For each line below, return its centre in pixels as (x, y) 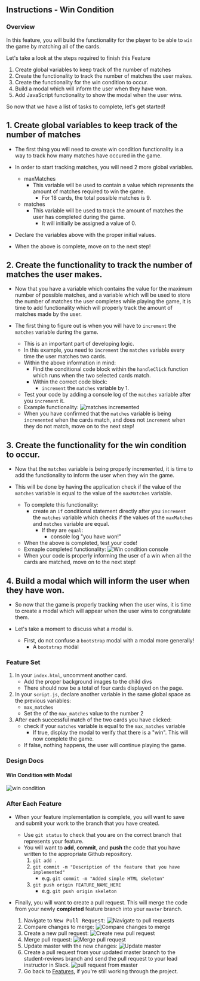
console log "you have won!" (86, 537)
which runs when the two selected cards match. (92, 376)
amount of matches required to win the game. (89, 191)
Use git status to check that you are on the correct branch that (102, 834)
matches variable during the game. (56, 332)
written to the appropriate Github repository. (78, 854)
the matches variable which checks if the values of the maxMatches (113, 517)
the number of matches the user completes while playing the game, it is (103, 301)
